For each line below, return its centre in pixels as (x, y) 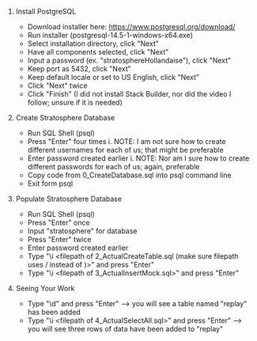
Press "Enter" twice (59, 239)
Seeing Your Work (45, 288)
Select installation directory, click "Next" (93, 44)
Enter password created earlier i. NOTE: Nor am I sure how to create (138, 158)
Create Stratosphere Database (65, 117)
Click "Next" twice (57, 85)
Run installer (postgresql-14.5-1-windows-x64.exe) (110, 35)
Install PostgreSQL (46, 11)
